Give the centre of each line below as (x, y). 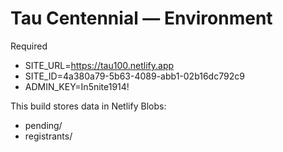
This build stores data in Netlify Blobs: (88, 106)
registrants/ (48, 136)
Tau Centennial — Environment (141, 18)
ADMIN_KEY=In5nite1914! (77, 86)
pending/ (43, 125)
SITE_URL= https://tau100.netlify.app (99, 65)
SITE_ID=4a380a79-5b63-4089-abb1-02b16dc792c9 (134, 76)
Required (29, 46)
